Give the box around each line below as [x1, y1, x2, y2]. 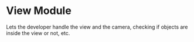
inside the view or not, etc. [6, 29, 70, 36]
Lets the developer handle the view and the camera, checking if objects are [6, 23, 189, 30]
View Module [6, 4, 72, 17]
